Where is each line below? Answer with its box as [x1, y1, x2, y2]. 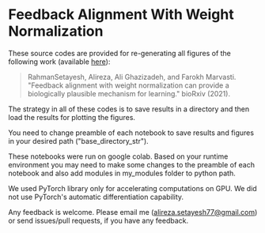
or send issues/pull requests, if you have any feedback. [8, 216, 188, 225]
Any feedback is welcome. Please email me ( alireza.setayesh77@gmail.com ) [8, 207, 258, 216]
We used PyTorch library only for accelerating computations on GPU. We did [8, 183, 257, 193]
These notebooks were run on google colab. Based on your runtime [8, 152, 229, 161]
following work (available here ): [8, 57, 111, 66]
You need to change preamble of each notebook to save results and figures [8, 128, 255, 137]
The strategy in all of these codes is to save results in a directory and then [8, 104, 250, 114]
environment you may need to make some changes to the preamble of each [8, 160, 256, 169]
